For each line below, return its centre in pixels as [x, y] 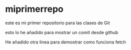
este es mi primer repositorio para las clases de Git [57, 23]
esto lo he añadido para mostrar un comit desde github [62, 32]
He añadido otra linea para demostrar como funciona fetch [66, 42]
